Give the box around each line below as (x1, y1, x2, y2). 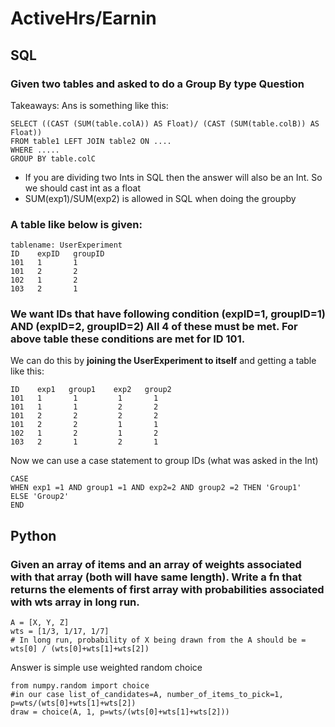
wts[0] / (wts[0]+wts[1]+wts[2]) (10, 644, 150, 654)
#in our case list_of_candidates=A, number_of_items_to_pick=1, (10, 690, 284, 700)
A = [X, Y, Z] (10, 618, 70, 628)
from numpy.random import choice (10, 681, 150, 691)
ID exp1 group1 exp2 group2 (10, 385, 172, 395)
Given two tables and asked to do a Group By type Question (10, 77, 305, 91)
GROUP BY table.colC (10, 153, 97, 164)
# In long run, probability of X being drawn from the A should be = (10, 635, 307, 646)
